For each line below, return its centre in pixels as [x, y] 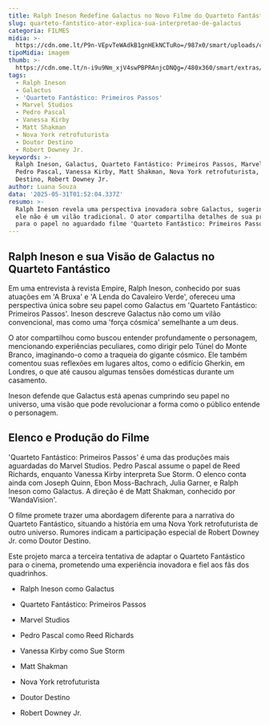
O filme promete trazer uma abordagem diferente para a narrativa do [121, 515]
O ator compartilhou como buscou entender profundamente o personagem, [133, 338]
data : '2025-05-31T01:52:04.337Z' [66, 194]
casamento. [28, 380]
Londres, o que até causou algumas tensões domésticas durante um [121, 371]
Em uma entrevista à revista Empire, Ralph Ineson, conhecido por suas [124, 288]
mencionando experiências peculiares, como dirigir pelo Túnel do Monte [128, 346]
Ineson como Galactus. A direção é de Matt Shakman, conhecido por [122, 491]
